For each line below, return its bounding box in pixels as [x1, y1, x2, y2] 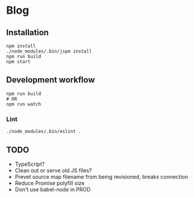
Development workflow [6, 75, 96, 85]
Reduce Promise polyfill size [14, 180, 85, 187]
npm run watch [6, 101, 42, 107]
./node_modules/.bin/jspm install [6, 48, 93, 54]
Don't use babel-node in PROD [14, 185, 91, 193]
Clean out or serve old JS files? [14, 166, 93, 174]
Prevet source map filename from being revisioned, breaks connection [14, 173, 188, 180]
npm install [6, 43, 36, 49]
